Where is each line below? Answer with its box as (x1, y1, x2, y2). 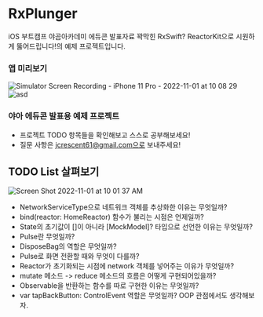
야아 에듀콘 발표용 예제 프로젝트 (8, 111, 120, 122)
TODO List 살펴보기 (8, 165, 100, 178)
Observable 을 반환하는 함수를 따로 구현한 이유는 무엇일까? (19, 281, 199, 290)
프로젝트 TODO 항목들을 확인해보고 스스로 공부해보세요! (19, 130, 191, 140)
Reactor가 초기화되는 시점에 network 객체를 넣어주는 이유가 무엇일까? (19, 261, 234, 271)
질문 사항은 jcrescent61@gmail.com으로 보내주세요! (19, 140, 181, 149)
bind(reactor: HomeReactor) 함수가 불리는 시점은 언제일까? (19, 213, 204, 222)
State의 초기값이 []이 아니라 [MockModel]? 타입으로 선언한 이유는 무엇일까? (19, 222, 254, 231)
